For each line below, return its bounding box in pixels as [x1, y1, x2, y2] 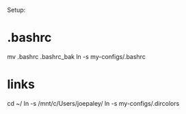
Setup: [7, 6, 26, 14]
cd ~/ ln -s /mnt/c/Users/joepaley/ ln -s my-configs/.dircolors [7, 99, 180, 107]
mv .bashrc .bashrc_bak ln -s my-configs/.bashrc [7, 52, 146, 60]
